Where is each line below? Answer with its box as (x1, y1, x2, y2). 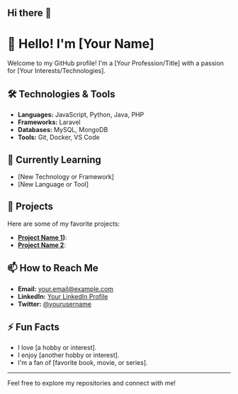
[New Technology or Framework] (17, 172, 115, 181)
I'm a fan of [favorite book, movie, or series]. (17, 359, 148, 367)
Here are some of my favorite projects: (7, 219, 120, 228)
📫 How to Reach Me (7, 262, 98, 274)
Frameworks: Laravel (17, 118, 81, 126)
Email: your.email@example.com (17, 285, 114, 293)
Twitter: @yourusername (17, 300, 92, 308)
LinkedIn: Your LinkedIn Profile (17, 292, 108, 300)
